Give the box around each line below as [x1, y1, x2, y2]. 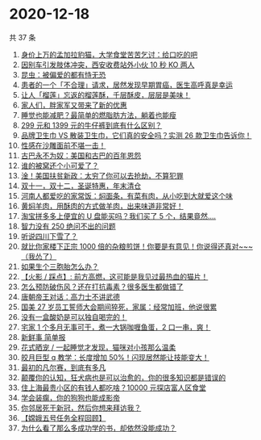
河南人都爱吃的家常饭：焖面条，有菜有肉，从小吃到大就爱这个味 [20, 191, 233, 200]
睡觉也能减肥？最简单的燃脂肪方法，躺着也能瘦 [20, 110, 176, 119]
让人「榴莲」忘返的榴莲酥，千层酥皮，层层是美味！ [20, 90, 191, 99]
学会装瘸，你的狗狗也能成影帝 [20, 392, 120, 402]
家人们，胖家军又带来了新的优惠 [20, 100, 127, 110]
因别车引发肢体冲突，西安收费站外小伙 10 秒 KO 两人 [20, 60, 195, 69]
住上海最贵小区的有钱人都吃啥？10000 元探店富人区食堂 [20, 383, 206, 392]
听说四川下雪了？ [20, 231, 78, 241]
